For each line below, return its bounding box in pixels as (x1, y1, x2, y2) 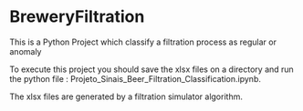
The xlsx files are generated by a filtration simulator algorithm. (9, 91, 244, 102)
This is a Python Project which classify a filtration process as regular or (9, 36, 277, 47)
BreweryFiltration (9, 6, 145, 27)
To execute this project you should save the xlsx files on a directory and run (9, 64, 294, 75)
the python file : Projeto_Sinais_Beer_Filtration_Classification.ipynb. (9, 73, 262, 84)
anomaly (9, 45, 42, 56)
